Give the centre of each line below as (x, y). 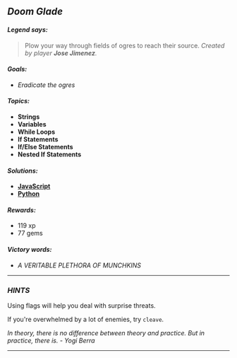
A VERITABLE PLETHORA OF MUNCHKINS (79, 265)
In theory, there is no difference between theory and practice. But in (106, 333)
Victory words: (30, 249)
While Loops (36, 132)
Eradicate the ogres (46, 85)
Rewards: (22, 210)
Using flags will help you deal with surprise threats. (82, 305)
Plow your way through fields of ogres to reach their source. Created (124, 45)
